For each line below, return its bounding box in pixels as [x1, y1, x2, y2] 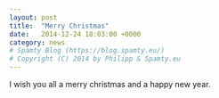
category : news [9, 37, 66, 47]
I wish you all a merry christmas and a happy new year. [9, 79, 211, 89]
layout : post [9, 12, 58, 22]
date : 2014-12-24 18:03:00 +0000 [9, 29, 142, 38]
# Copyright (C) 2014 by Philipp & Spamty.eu [9, 54, 181, 63]
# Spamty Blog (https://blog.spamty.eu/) [9, 46, 166, 55]
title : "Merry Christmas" [9, 21, 109, 30]
